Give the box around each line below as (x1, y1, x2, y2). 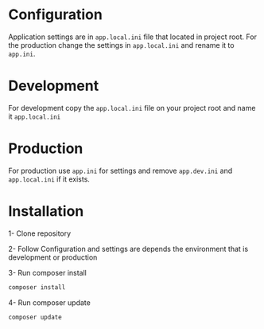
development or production (8, 253, 98, 262)
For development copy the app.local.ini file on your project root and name (8, 103, 256, 112)
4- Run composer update (8, 297, 91, 307)
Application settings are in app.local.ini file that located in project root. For (8, 32, 257, 41)
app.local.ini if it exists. (8, 174, 90, 184)
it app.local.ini (8, 112, 61, 121)
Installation (8, 202, 84, 220)
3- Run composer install (8, 268, 87, 277)
